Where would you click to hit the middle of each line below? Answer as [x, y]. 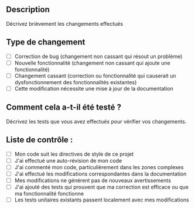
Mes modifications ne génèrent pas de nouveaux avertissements [93, 180]
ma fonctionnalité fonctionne [49, 193]
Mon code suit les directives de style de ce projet [74, 154]
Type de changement [46, 42]
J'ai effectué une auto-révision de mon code [68, 160]
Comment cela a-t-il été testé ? [64, 107]
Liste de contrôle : [40, 140]
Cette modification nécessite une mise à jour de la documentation [94, 88]
